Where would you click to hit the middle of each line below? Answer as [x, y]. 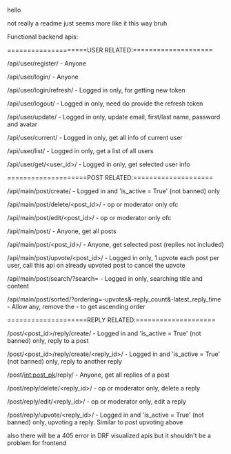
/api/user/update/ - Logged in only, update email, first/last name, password [114, 117]
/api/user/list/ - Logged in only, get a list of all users [80, 151]
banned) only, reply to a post [48, 340]
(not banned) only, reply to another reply [65, 361]
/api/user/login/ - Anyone [43, 77]
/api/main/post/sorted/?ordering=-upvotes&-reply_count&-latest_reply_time [114, 299]
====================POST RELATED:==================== [110, 178]
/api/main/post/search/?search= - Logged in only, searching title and [105, 278]
